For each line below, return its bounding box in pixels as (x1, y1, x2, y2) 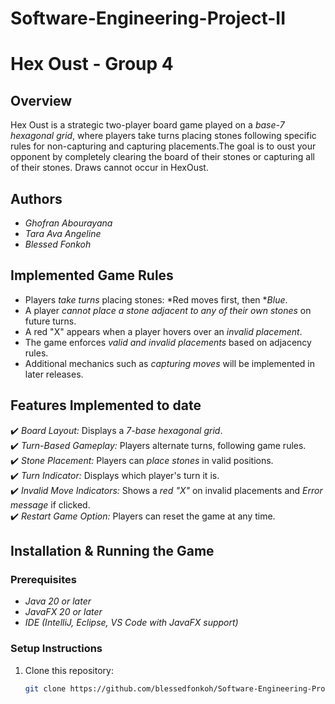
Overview (10, 92, 73, 109)
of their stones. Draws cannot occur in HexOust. (10, 162, 209, 174)
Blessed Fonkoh (24, 238, 92, 250)
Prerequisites (10, 572, 77, 586)
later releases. (24, 368, 84, 380)
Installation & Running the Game (10, 543, 215, 560)
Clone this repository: (24, 664, 114, 676)
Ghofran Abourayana (24, 217, 113, 229)
